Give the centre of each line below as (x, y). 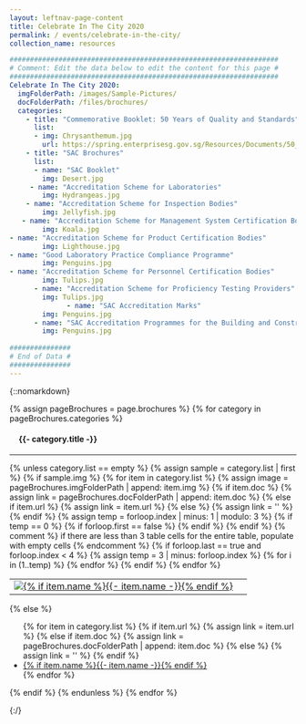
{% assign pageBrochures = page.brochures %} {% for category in (135, 409)
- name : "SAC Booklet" (76, 170)
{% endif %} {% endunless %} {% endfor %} (93, 692)
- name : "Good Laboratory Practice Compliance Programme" (122, 255)
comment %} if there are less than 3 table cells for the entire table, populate (152, 535)
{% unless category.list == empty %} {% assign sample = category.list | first (153, 468)
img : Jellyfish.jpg (79, 212)
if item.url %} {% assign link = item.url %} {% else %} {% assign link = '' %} (151, 506)
